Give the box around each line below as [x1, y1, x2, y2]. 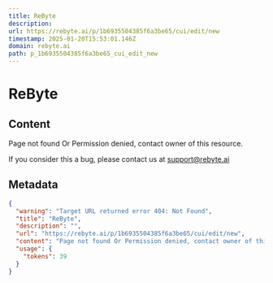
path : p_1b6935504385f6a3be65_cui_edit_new [8, 50, 158, 58]
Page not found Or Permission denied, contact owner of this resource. [8, 139, 244, 148]
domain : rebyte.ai [8, 42, 71, 50]
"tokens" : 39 [23, 252, 67, 260]
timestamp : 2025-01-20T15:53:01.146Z [8, 34, 136, 43]
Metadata [8, 178, 58, 192]
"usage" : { [15, 245, 53, 253]
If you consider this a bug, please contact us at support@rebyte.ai [8, 155, 230, 163]
